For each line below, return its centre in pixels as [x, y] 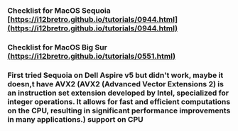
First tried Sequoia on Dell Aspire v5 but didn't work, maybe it [115, 75]
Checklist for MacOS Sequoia [59, 11]
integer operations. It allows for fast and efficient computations [119, 101]
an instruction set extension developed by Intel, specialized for [118, 93]
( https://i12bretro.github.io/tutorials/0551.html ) [92, 56]
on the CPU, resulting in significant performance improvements [119, 110]
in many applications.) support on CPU [75, 119]
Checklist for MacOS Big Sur [58, 47]
